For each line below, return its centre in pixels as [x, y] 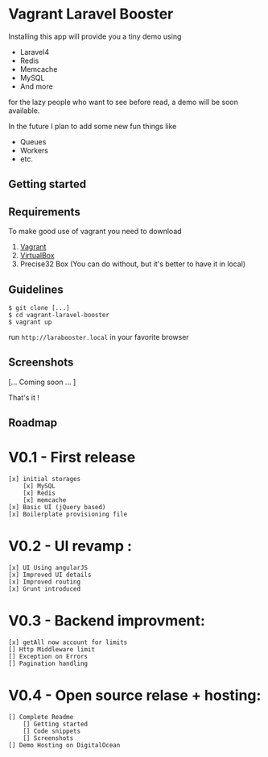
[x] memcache [45, 500]
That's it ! [24, 397]
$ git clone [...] [39, 307]
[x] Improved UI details [50, 575]
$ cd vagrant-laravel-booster [59, 315]
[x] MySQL [39, 486]
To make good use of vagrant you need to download [95, 232]
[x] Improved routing [45, 582]
